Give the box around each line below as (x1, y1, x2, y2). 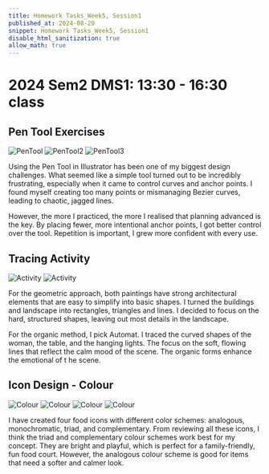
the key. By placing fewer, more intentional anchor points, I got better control (8, 220, 262, 229)
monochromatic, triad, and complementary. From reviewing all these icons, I (8, 423, 259, 433)
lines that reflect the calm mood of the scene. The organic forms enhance (8, 346, 252, 356)
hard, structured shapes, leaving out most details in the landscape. (8, 314, 229, 323)
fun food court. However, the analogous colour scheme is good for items (8, 449, 249, 459)
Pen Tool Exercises (8, 125, 105, 139)
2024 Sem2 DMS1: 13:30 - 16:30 (8, 76, 228, 95)
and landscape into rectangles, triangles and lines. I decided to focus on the (8, 306, 259, 315)
